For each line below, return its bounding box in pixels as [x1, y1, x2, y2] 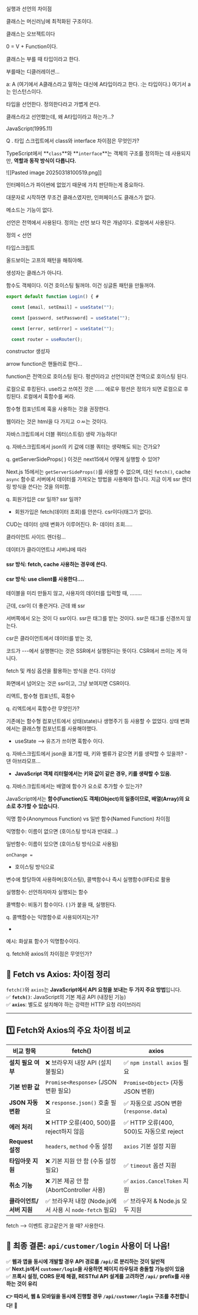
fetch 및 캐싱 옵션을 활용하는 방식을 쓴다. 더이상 [6, 668, 116, 675]
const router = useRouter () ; [11, 336, 83, 342]
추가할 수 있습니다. [16, 802, 60, 810]
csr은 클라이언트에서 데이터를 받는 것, [6, 635, 93, 642]
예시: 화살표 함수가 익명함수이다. [6, 937, 81, 945]
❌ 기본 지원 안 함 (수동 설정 [45, 1156, 116, 1165]
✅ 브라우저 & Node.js [123, 1197, 180, 1205]
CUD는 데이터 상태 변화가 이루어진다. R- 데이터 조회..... [6, 521, 133, 528]
